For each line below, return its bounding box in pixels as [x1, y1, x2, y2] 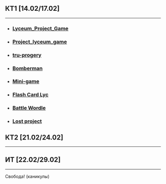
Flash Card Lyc [12, 92, 48, 98]
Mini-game [12, 78, 40, 85]
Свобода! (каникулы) [5, 173, 50, 179]
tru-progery [12, 51, 42, 58]
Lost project [12, 118, 42, 125]
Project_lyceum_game [12, 38, 67, 45]
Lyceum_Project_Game [12, 25, 69, 32]
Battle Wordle [12, 104, 46, 111]
